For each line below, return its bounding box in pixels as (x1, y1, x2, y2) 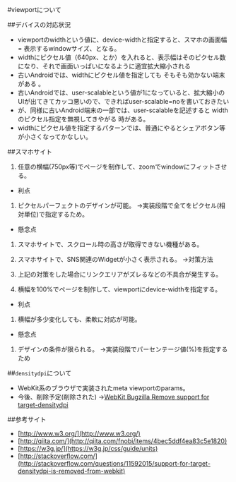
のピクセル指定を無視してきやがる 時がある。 (17, 115, 150, 123)
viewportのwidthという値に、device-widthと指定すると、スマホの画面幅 (17, 35, 228, 44)
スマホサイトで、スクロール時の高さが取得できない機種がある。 (17, 240, 203, 248)
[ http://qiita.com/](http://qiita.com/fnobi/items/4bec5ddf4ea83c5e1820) (17, 437, 228, 445)
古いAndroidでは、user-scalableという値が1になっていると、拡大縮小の (17, 88, 225, 97)
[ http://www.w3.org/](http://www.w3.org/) (17, 429, 141, 438)
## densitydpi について (7, 369, 72, 377)
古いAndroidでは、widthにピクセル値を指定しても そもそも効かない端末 (17, 71, 225, 79)
